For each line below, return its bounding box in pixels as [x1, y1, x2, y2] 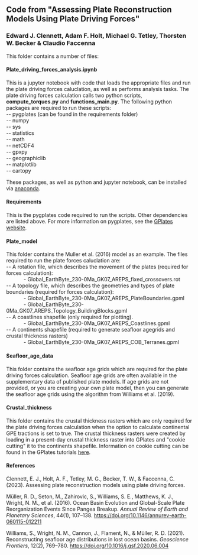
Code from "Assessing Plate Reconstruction [6, 5, 173, 15]
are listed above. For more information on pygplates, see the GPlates [6, 218, 173, 225]
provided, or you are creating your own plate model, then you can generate [6, 384, 189, 391]
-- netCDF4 [6, 142, 34, 149]
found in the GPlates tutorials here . [6, 449, 91, 456]
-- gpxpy [6, 148, 28, 155]
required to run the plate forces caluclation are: [6, 257, 121, 264]
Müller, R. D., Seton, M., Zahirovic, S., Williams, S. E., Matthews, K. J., [6, 493, 174, 500]
